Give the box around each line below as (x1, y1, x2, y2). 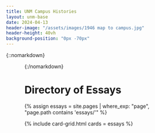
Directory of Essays (24, 83, 122, 97)
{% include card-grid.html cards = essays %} (24, 120, 133, 127)
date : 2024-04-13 (6, 19, 48, 25)
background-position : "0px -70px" (6, 36, 90, 41)
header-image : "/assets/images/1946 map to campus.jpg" (6, 24, 145, 31)
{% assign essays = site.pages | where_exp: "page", (24, 103, 150, 110)
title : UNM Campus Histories (6, 8, 77, 15)
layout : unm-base (6, 14, 48, 20)
